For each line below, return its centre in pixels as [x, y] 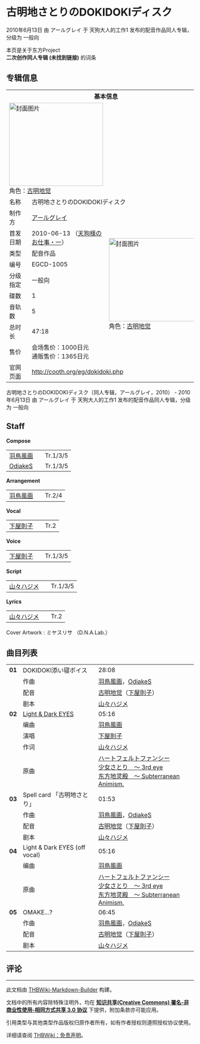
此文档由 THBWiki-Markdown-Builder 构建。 [60, 990]
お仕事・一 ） [50, 242]
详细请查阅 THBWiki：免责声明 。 [46, 1035]
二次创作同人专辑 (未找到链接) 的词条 [51, 57]
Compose [18, 441]
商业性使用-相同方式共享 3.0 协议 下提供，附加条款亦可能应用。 [84, 1010]
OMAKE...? [37, 912]
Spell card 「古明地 [50, 795]
